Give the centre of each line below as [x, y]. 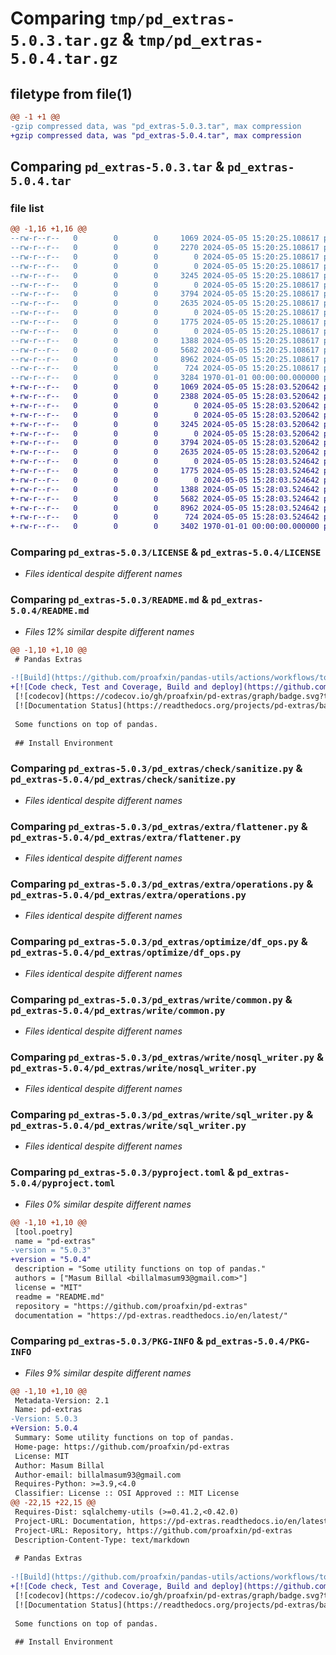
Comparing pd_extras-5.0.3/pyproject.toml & [122, 1172]
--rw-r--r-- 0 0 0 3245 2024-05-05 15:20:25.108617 [165, 275]
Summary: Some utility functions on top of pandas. [124, 1438]
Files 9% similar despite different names [108, 1373]
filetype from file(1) [71, 93]
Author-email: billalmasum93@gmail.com [98, 1475]
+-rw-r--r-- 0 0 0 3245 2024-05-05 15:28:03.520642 [165, 424]
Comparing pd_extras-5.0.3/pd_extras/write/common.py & [151, 999]
